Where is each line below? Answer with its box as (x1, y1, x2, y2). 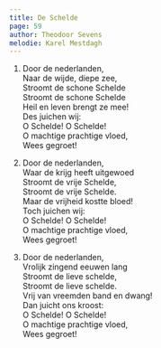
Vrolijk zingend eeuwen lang (22, 261, 128, 272)
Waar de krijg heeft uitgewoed (22, 167, 135, 178)
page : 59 (9, 22, 42, 31)
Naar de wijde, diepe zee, (22, 73, 118, 84)
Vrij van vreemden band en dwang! (22, 290, 153, 301)
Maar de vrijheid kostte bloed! (22, 196, 133, 207)
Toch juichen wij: (22, 205, 85, 217)
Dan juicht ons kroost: (22, 300, 104, 311)
